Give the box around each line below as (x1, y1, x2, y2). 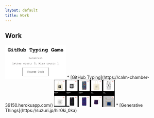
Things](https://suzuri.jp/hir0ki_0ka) (5, 107, 77, 114)
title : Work (5, 13, 29, 18)
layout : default (5, 8, 38, 13)
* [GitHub (67, 74, 86, 80)
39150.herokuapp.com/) (5, 102, 53, 108)
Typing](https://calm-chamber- (86, 74, 150, 80)
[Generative (119, 102, 143, 108)
